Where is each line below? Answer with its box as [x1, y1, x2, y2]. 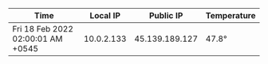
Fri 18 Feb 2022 [12, 24, 74, 34]
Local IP [89, 10, 121, 21]
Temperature [205, 10, 256, 21]
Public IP [148, 10, 183, 21]
